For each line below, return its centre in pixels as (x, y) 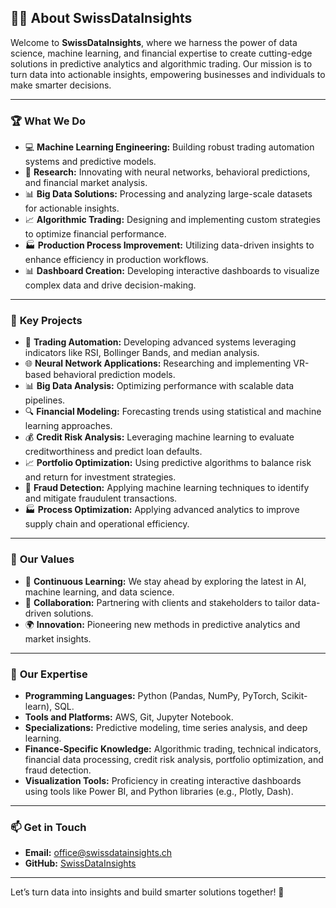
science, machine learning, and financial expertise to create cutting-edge (161, 53)
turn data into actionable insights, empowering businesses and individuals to (168, 74)
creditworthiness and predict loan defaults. (113, 452)
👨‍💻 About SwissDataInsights (101, 18)
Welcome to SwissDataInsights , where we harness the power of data (154, 42)
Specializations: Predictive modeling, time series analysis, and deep (166, 727)
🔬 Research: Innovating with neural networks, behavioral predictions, (167, 172)
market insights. (58, 638)
